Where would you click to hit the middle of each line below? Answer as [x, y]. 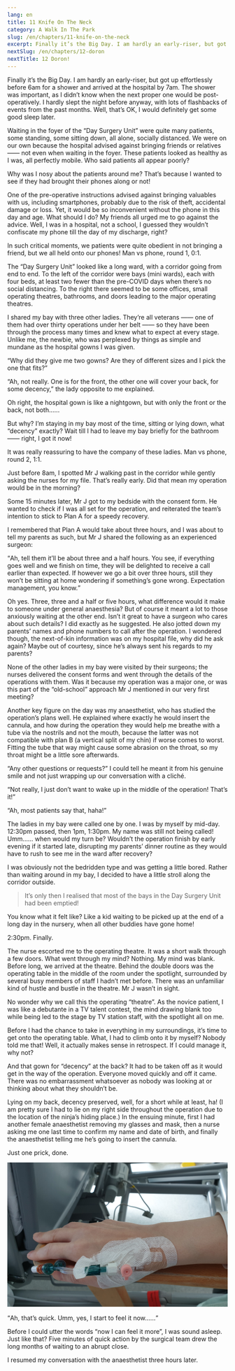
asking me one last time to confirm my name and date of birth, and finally [113, 1131]
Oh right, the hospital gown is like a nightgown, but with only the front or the [117, 402]
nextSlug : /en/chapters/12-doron [56, 52]
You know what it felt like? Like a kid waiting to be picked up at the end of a [115, 916]
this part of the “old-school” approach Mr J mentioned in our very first [108, 689]
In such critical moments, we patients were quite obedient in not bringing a [115, 246]
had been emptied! [51, 903]
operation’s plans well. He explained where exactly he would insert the [108, 718]
